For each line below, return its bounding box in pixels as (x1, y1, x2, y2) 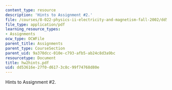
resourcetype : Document (5, 55, 56, 61)
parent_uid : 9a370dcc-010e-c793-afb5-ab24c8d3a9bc (5, 50, 116, 56)
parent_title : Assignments (5, 41, 63, 46)
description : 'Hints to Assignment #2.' (5, 12, 93, 17)
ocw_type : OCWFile (5, 37, 45, 42)
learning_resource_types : (5, 27, 60, 32)
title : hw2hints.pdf (5, 60, 50, 65)
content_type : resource (5, 7, 56, 13)
